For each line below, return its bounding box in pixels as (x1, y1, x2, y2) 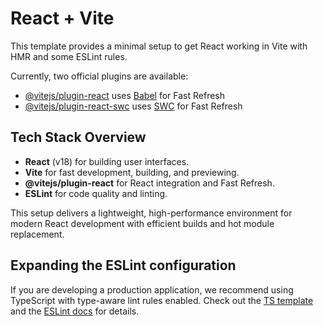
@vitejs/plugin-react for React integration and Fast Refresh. (24, 177, 275, 189)
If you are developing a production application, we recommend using (10, 283, 294, 296)
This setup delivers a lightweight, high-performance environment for (10, 207, 293, 219)
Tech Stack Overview (10, 129, 147, 146)
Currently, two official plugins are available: (10, 70, 189, 82)
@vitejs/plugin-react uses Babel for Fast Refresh (24, 89, 226, 101)
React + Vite (10, 7, 115, 30)
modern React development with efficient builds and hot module (10, 217, 275, 229)
